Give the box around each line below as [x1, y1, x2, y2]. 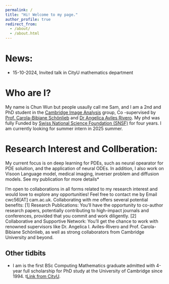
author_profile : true [5, 17, 51, 22]
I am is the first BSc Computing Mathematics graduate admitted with [12, 262, 155, 268]
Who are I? [5, 87, 52, 99]
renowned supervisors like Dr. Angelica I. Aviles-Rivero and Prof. [5, 223, 140, 229]
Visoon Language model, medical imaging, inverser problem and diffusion [5, 171, 159, 177]
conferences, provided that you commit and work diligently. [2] [5, 213, 137, 219]
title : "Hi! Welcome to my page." [5, 12, 78, 17]
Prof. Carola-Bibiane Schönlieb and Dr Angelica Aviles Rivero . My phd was [5, 114, 160, 120]
